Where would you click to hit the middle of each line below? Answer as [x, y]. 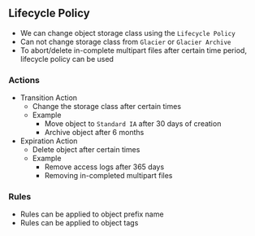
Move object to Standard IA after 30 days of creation [133, 124]
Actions [24, 80]
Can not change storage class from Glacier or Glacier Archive [125, 42]
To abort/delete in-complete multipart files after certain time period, [134, 50]
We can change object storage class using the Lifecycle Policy [127, 33]
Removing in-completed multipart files [108, 176]
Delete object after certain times [86, 150]
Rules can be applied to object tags [79, 223]
